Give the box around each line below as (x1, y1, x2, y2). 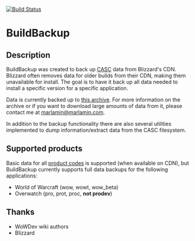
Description (6, 50, 50, 60)
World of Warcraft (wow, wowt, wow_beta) (14, 183, 119, 191)
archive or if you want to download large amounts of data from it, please (6, 103, 183, 109)
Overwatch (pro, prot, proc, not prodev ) (14, 190, 113, 197)
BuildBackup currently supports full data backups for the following (6, 166, 168, 173)
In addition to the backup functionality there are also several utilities (6, 120, 172, 127)
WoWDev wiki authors (14, 223, 69, 230)
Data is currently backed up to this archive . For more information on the (6, 96, 181, 103)
